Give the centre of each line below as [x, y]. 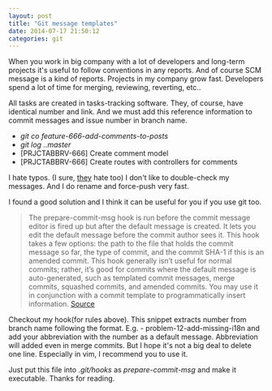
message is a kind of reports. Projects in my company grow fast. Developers [136, 79]
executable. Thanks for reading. [62, 379]
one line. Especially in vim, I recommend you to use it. [98, 354]
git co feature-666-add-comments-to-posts [94, 136]
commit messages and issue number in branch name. [98, 120]
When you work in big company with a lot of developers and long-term [127, 62]
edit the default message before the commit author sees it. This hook [144, 235]
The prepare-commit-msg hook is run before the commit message [139, 218]
